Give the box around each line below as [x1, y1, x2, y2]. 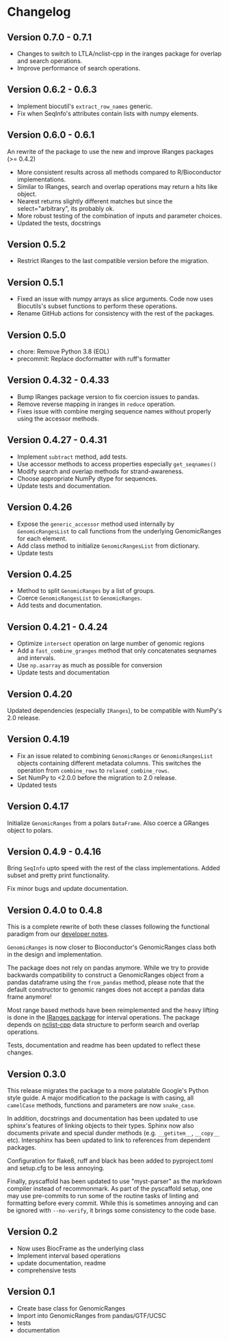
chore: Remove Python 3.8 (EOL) [16, 347, 110, 356]
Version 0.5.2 [7, 239, 66, 251]
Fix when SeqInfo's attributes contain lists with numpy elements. [16, 109, 199, 117]
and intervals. [16, 654, 56, 662]
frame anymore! [7, 993, 53, 1001]
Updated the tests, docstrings [16, 218, 101, 227]
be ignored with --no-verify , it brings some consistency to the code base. [7, 1206, 217, 1214]
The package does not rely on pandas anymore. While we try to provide [7, 963, 209, 972]
